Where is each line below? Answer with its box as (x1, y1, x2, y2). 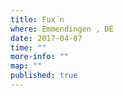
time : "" (10, 42, 47, 53)
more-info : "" (10, 52, 70, 62)
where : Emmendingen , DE (10, 24, 114, 34)
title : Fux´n (10, 14, 65, 25)
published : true (10, 71, 78, 81)
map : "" (10, 61, 43, 71)
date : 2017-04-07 (10, 33, 83, 43)
